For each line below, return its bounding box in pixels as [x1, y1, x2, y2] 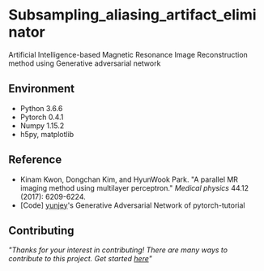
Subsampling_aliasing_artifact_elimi [8, 6, 257, 24]
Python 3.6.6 [19, 103, 63, 113]
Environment [8, 82, 75, 96]
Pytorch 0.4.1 [19, 112, 64, 122]
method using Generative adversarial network [8, 58, 161, 68]
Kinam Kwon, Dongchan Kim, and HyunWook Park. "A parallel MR [19, 174, 239, 184]
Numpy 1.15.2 [19, 120, 65, 131]
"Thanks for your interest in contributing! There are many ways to [8, 245, 228, 255]
